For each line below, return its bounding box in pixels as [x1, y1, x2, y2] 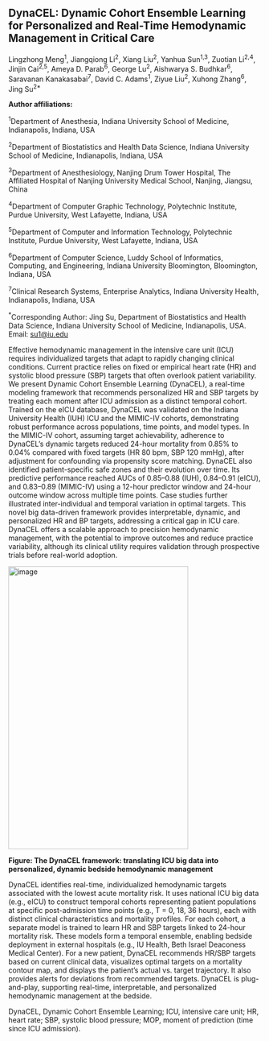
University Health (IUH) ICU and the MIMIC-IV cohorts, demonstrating [8, 413, 239, 423]
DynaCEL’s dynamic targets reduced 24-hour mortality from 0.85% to [8, 439, 238, 448]
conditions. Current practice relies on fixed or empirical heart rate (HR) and [8, 361, 257, 371]
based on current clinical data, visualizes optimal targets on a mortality [8, 956, 243, 966]
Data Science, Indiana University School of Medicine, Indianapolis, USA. [8, 320, 247, 330]
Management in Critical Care [8, 31, 155, 45]
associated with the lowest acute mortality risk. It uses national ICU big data [8, 888, 259, 898]
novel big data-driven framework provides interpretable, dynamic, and [8, 507, 241, 517]
